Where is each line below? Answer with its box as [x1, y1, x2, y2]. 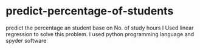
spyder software [5, 37, 47, 44]
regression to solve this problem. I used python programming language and [5, 30, 195, 37]
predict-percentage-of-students [5, 4, 174, 18]
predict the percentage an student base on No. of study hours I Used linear [5, 24, 194, 31]
